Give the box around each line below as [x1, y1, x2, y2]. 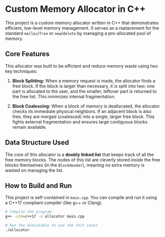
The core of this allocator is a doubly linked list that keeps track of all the [5, 152, 154, 158]
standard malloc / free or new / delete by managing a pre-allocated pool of [5, 30, 151, 36]
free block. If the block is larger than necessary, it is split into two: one [12, 83, 155, 89]
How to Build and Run [5, 181, 72, 190]
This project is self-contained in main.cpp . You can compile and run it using [5, 195, 157, 200]
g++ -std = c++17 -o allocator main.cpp [5, 214, 85, 219]
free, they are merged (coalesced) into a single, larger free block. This [12, 114, 155, 119]
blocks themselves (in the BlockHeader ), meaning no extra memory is [5, 162, 145, 168]
